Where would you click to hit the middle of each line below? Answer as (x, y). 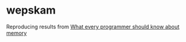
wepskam (31, 10)
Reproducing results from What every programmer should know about (93, 27)
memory (16, 33)
